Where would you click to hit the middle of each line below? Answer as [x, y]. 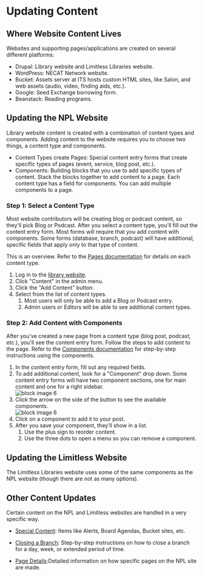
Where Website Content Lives [64, 34]
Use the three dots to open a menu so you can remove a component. [110, 438]
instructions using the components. [51, 356]
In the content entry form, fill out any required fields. [80, 367]
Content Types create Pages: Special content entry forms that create [101, 157]
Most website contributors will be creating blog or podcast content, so [94, 219]
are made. [28, 567]
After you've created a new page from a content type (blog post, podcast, [99, 336]
